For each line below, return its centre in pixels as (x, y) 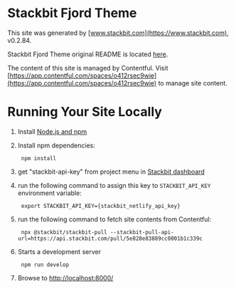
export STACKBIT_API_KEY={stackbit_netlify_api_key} (101, 206)
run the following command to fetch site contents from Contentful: (114, 219)
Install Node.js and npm (52, 131)
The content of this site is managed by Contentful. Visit (88, 68)
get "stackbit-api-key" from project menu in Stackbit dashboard (111, 172)
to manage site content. (193, 83)
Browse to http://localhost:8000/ (65, 278)
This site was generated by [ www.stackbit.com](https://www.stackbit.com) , (118, 33)
